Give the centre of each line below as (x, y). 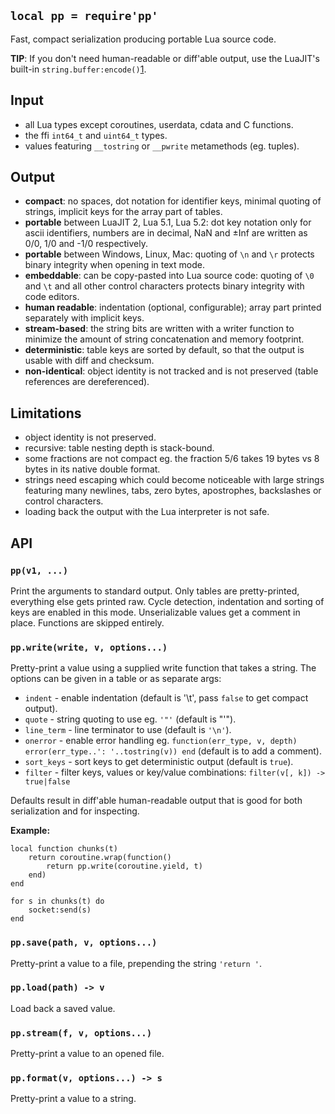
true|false (47, 782)
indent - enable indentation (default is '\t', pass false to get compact (166, 698)
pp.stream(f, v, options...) (81, 1033)
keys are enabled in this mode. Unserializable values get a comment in (155, 612)
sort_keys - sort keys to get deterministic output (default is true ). (159, 762)
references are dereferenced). (87, 382)
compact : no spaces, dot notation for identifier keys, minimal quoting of (173, 201)
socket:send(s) (60, 910)
